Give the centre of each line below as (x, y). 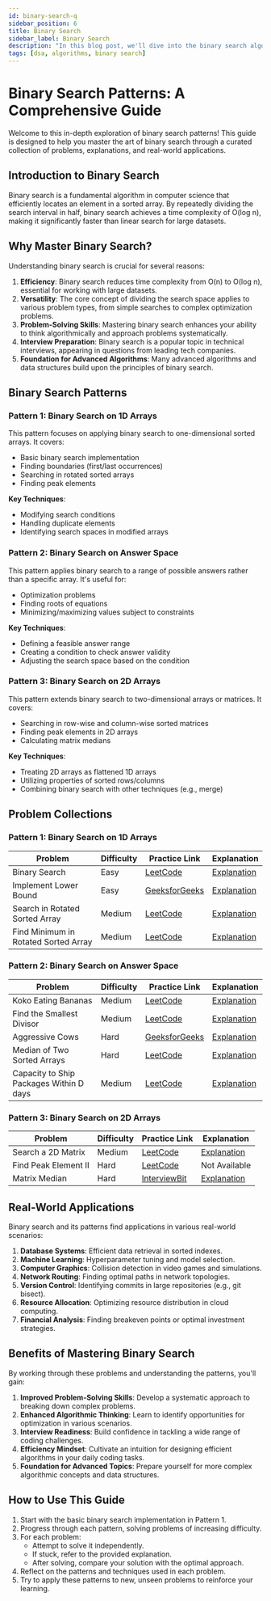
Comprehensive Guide (85, 111)
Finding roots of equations (64, 603)
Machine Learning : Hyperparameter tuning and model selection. (127, 1259)
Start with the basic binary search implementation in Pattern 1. (123, 1519)
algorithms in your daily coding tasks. (82, 1457)
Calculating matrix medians (65, 740)
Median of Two (41, 1050)
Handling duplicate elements (67, 523)
